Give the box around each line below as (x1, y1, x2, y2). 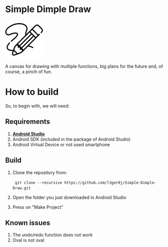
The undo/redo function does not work (12, 232, 93, 238)
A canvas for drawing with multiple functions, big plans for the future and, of (5, 63, 163, 69)
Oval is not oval (12, 237, 45, 243)
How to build (5, 87, 59, 98)
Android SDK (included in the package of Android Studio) (12, 136, 131, 142)
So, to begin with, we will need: (5, 103, 70, 109)
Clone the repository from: (12, 170, 68, 176)
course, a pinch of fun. (5, 68, 52, 74)
